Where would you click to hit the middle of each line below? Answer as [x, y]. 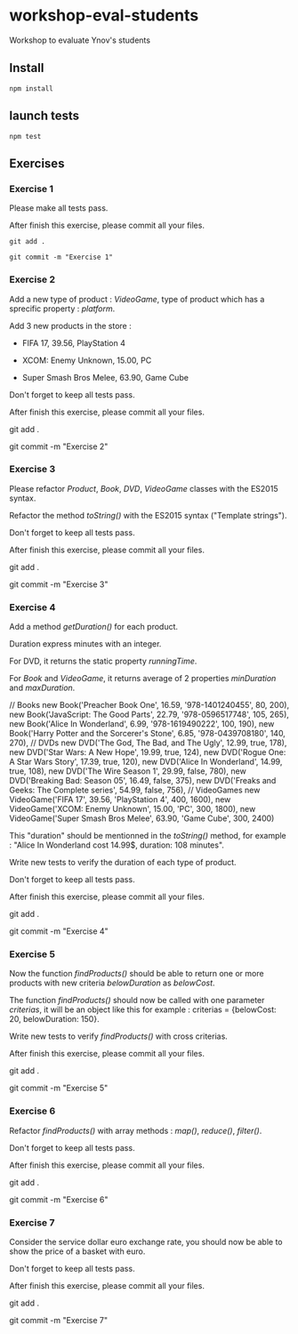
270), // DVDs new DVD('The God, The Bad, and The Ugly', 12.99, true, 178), [148, 743]
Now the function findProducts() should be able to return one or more [137, 974]
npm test [25, 136]
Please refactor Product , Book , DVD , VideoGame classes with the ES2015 [144, 488]
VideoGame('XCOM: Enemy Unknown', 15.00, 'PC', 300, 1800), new [133, 809]
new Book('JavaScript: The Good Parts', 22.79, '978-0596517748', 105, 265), [149, 715]
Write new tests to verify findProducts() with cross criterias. [119, 1036]
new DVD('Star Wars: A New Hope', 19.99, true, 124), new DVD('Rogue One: [148, 752]
